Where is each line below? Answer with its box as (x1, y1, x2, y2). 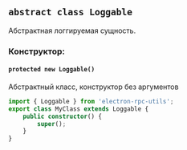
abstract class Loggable (8, 6, 133, 18)
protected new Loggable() (8, 66, 95, 74)
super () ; (37, 120, 67, 128)
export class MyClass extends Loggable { (8, 104, 149, 113)
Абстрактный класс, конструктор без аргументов (8, 82, 179, 91)
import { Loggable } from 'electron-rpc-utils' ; (8, 97, 174, 105)
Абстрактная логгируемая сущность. (8, 26, 136, 35)
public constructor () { (22, 112, 103, 120)
